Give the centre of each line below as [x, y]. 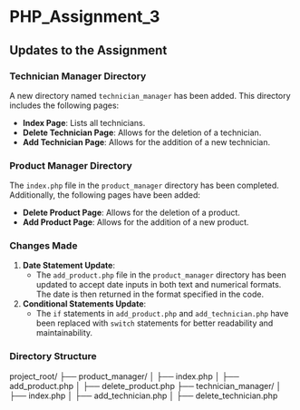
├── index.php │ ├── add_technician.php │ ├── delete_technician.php [144, 395]
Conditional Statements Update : [84, 304]
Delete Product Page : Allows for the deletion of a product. [131, 213]
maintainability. [64, 333]
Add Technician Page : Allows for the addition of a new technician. [146, 142]
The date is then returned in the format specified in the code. [150, 294]
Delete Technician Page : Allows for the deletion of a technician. [142, 132]
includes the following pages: [64, 105]
